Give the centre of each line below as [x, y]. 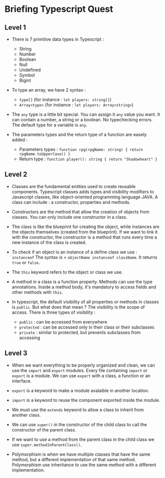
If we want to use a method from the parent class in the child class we [83, 439]
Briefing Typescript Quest [59, 9]
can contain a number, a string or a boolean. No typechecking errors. [82, 119]
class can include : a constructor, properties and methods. [71, 202]
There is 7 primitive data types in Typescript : [58, 39]
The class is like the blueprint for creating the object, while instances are [86, 227]
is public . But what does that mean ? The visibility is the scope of [78, 307]
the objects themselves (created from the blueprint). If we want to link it [84, 232]
